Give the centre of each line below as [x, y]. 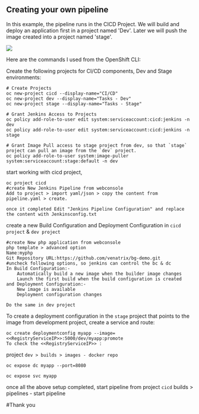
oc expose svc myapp [32, 376]
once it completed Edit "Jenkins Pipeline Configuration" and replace [95, 209]
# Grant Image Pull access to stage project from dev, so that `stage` [97, 145]
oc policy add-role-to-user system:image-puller [67, 156]
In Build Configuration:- [38, 268]
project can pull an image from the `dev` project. [71, 150]
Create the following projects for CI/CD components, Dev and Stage [89, 71]
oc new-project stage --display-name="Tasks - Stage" [74, 103]
